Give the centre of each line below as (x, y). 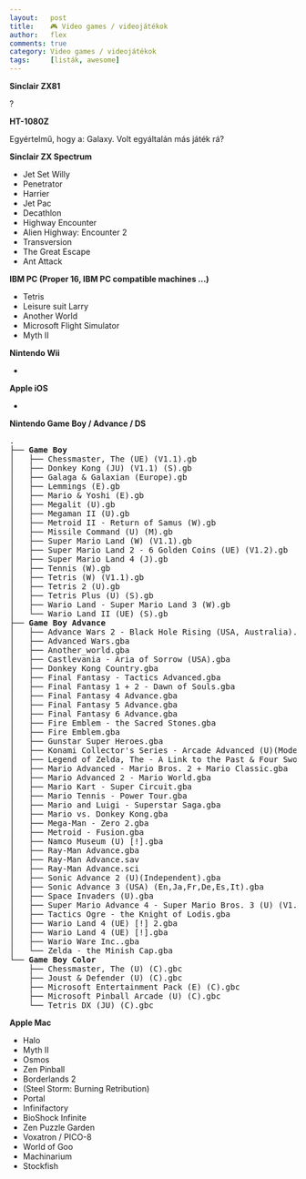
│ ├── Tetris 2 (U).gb (65, 587)
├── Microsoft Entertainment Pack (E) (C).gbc (134, 987)
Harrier (36, 193)
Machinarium (47, 1156)
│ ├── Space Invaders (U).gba (82, 896)
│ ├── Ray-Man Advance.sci (74, 869)
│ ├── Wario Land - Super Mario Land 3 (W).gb (120, 605)
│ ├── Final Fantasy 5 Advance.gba (94, 705)
